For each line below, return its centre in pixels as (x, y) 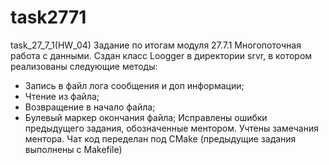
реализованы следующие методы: (84, 66)
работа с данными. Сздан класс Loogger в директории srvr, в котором (161, 55)
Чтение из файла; (62, 96)
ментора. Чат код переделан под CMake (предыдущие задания (160, 138)
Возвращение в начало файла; (90, 107)
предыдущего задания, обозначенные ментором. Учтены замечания (171, 128)
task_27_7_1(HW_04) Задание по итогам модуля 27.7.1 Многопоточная (156, 45)
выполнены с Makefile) (73, 149)
